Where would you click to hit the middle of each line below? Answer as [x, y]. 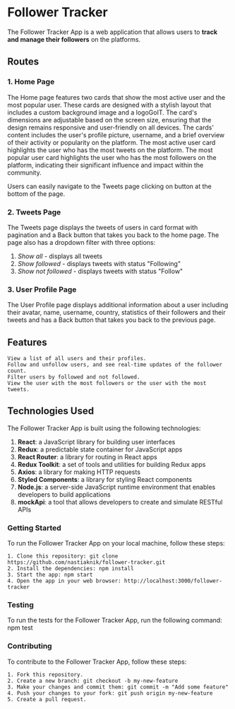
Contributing [30, 646]
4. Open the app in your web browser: [64, 581]
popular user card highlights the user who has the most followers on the [112, 157]
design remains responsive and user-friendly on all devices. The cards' [110, 127]
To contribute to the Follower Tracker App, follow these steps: [97, 662]
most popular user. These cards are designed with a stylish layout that [109, 105]
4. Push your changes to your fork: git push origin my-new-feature [110, 693]
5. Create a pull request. [47, 699]
